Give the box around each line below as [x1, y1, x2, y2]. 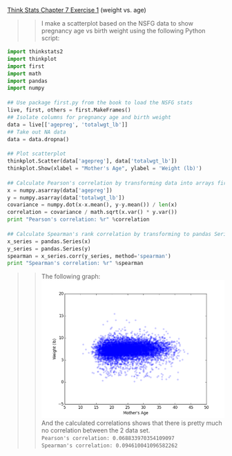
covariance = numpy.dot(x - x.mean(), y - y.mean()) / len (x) [7, 201, 177, 208]
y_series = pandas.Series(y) [7, 245, 91, 252]
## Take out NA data [7, 128, 67, 136]
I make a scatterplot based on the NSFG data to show [41, 19, 193, 27]
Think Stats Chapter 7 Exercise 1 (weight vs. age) [7, 6, 146, 14]
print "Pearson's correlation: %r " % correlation [7, 216, 150, 224]
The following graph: [41, 273, 101, 281]
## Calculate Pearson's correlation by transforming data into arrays [7, 179, 215, 186]
